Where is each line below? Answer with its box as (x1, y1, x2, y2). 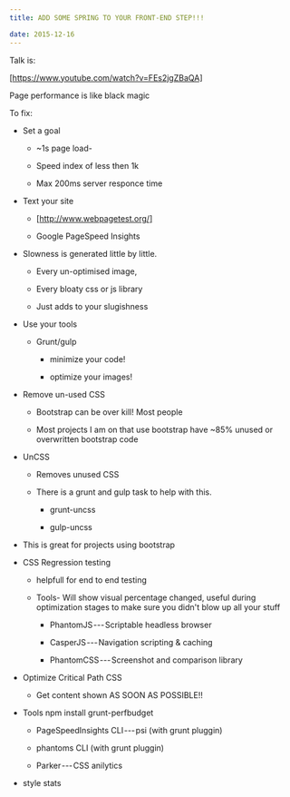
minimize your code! (49, 353, 126, 364)
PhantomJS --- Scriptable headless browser (49, 619, 212, 630)
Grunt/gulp (35, 336, 77, 347)
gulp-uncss (49, 521, 92, 532)
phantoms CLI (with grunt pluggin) (35, 742, 165, 753)
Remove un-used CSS (22, 389, 106, 399)
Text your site (22, 195, 74, 206)
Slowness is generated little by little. (22, 248, 158, 259)
